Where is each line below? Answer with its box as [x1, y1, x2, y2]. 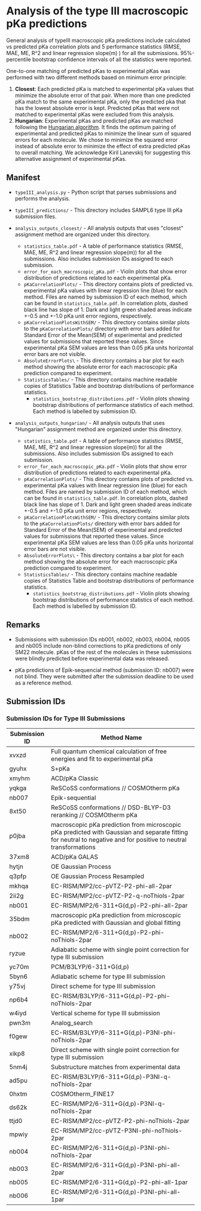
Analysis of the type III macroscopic [6, 4, 189, 18]
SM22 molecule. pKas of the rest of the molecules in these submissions [14, 648, 192, 656]
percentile [6, 56, 31, 63]
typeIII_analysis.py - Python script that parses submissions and [14, 188, 176, 196]
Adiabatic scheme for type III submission [50, 972, 166, 981]
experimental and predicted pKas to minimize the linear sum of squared [14, 130, 191, 137]
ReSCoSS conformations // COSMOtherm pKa [50, 784, 180, 792]
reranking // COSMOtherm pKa [50, 811, 138, 819]
